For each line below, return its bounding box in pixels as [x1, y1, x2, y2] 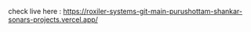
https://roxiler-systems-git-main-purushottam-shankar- [63, 7, 243, 16]
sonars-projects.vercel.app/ [8, 15, 98, 24]
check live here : [8, 7, 62, 16]
